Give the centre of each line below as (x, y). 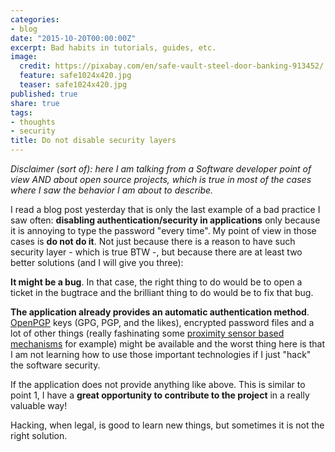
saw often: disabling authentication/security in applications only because (165, 220)
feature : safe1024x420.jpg (75, 76)
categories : (35, 19)
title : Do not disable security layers (93, 141)
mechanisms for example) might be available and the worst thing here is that (167, 344)
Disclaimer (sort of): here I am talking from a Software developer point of (161, 169)
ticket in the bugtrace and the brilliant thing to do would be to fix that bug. (162, 292)
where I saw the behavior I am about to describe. (112, 190)
